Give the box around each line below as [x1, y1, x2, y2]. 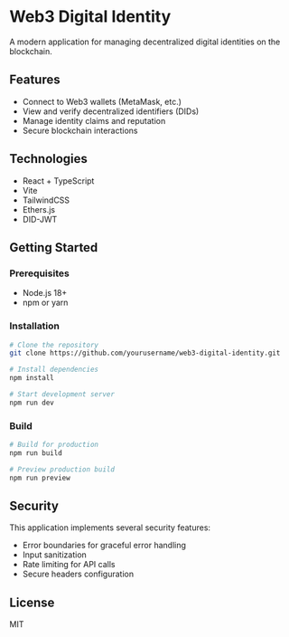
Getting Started [9, 240, 98, 255]
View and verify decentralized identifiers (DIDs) [22, 106, 200, 117]
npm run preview [9, 473, 70, 482]
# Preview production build [9, 464, 116, 474]
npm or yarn [22, 297, 69, 309]
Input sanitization [22, 549, 88, 560]
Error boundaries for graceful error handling [22, 540, 187, 551]
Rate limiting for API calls [22, 559, 116, 570]
